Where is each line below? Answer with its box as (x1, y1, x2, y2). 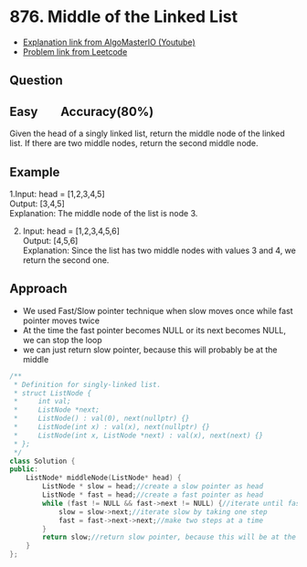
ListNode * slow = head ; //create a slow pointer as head (42, 482, 263, 491)
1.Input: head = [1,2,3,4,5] (9, 188, 105, 199)
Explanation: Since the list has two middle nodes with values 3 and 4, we (22, 245, 297, 256)
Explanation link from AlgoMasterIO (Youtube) (22, 37, 196, 47)
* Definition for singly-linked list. (13, 380, 162, 389)
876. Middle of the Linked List (9, 6, 238, 27)
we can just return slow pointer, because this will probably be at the (22, 344, 278, 355)
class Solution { (9, 457, 76, 466)
